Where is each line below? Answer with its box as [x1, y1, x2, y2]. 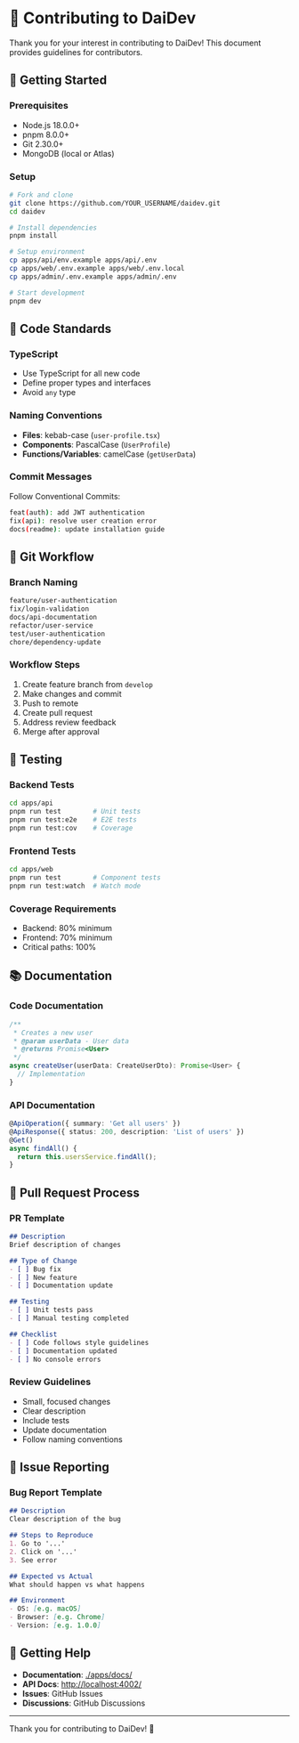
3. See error [9, 1555, 58, 1565]
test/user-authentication [9, 629, 105, 638]
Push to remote [21, 698, 78, 709]
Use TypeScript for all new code [21, 369, 141, 379]
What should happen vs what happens [9, 1580, 145, 1589]
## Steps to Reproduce [9, 1531, 93, 1540]
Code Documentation [9, 1000, 104, 1012]
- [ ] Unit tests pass [9, 1306, 93, 1315]
